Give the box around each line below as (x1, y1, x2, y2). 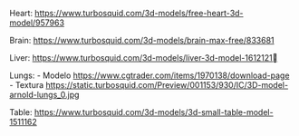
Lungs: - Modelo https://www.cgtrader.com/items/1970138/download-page (9, 70, 290, 81)
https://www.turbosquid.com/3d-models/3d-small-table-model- (34, 107, 274, 117)
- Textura (9, 80, 44, 90)
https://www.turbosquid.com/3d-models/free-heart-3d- (34, 8, 244, 18)
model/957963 (9, 17, 65, 28)
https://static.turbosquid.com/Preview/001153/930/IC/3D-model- (45, 80, 288, 90)
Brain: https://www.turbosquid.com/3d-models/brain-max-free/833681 (9, 35, 275, 45)
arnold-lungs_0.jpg (9, 90, 80, 100)
